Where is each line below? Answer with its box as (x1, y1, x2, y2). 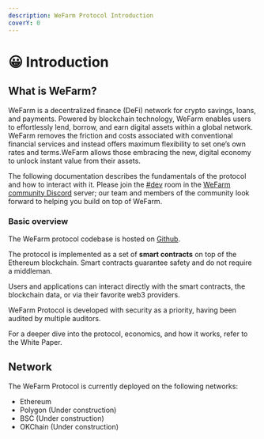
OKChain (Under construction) (19, 422, 119, 431)
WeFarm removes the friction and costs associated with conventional (8, 131, 233, 140)
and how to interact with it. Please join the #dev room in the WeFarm (8, 180, 231, 189)
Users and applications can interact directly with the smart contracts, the (8, 282, 246, 291)
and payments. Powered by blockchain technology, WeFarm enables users (8, 114, 251, 123)
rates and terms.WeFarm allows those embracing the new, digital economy (8, 147, 251, 157)
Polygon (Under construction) (19, 405, 117, 414)
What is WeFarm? (8, 85, 97, 98)
